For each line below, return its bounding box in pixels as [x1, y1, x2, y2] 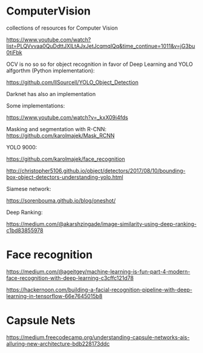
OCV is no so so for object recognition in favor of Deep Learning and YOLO [6, 60, 193, 68]
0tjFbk [6, 48, 22, 56]
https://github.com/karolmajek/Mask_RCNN [6, 132, 115, 139]
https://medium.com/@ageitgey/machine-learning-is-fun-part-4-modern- [6, 268, 190, 275]
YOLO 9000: [6, 143, 37, 151]
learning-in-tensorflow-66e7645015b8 [6, 292, 103, 300]
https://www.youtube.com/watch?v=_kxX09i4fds [6, 114, 129, 121]
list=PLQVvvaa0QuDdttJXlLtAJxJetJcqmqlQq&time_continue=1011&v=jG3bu [6, 42, 195, 50]
